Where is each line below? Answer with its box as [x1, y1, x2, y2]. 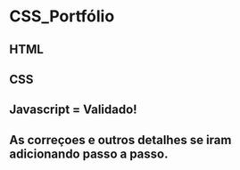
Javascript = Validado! [9, 102, 137, 117]
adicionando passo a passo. [9, 146, 169, 161]
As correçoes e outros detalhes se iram [9, 132, 232, 148]
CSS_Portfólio [9, 6, 115, 27]
